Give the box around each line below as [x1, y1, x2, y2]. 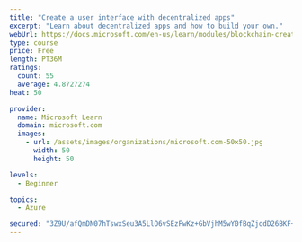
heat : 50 [9, 88, 42, 97]
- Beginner [17, 178, 58, 188]
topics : [9, 194, 39, 204]
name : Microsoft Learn [17, 113, 102, 122]
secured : [9, 220, 42, 229]
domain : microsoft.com [17, 121, 102, 130]
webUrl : [9, 30, 39, 39]
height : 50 [32, 154, 75, 163]
